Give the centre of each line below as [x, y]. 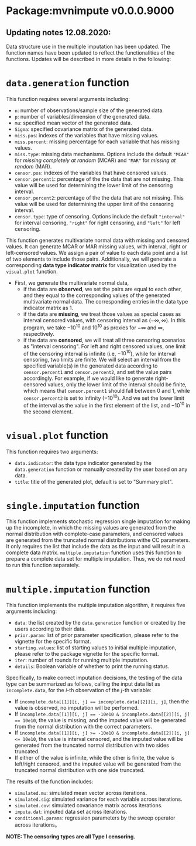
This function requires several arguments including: [68, 99]
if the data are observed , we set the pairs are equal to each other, [103, 289]
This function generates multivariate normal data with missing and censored [98, 240]
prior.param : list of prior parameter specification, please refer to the [97, 635]
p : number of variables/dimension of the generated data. [82, 116]
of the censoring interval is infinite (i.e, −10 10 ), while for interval [99, 353]
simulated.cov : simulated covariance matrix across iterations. [88, 805]
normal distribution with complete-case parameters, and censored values [94, 534]
